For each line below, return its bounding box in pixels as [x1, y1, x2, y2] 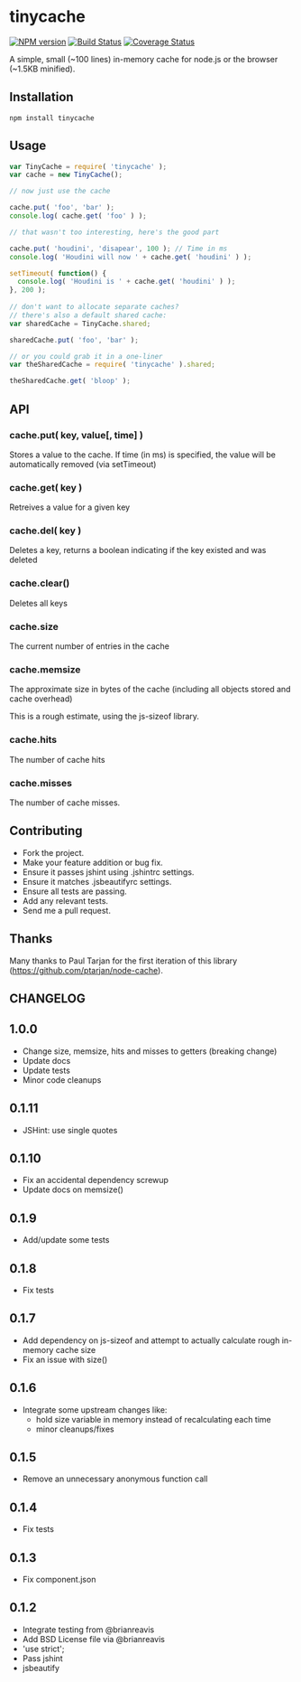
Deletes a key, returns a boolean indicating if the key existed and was [9, 545, 267, 556]
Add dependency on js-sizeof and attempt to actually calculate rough [22, 1335, 280, 1346]
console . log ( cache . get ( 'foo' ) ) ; [9, 211, 147, 221]
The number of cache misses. [9, 797, 121, 808]
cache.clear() [9, 577, 70, 589]
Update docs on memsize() [22, 1184, 124, 1195]
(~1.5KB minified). [9, 63, 76, 74]
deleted [9, 554, 38, 566]
